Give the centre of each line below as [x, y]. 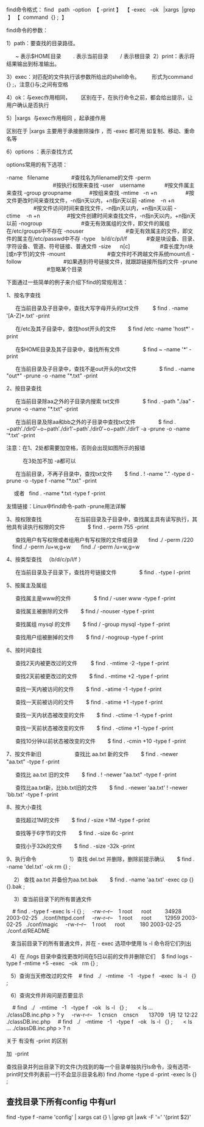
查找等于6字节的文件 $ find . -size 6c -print [74, 833]
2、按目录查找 [24, 388]
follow [14, 261]
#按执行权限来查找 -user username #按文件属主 [124, 185]
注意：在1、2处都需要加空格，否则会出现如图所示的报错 [76, 448]
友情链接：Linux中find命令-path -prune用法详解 [66, 506]
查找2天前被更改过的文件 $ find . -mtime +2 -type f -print [92, 676]
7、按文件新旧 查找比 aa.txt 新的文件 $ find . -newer [92, 754]
